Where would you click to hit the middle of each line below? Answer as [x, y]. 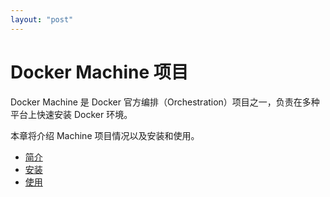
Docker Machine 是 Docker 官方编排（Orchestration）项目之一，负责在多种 [165, 102]
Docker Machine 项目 [99, 72]
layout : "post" [42, 19]
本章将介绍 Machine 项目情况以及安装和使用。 [105, 135]
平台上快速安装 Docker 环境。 [71, 114]
